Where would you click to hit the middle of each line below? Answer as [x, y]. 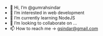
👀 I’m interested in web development [47, 13]
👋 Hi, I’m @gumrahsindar [35, 8]
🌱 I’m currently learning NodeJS [42, 18]
